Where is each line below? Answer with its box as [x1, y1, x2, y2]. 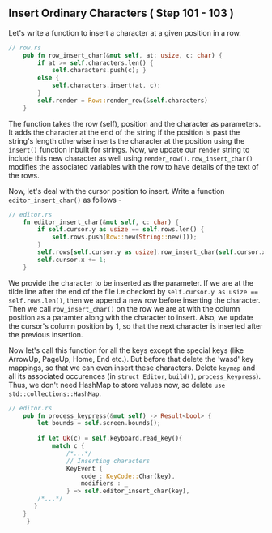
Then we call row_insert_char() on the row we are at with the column [8, 303, 240, 313]
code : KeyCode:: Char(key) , [80, 472, 176, 480]
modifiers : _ [80, 479, 129, 488]
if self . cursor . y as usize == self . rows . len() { [37, 226, 205, 234]
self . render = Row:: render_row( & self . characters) [37, 97, 208, 105]
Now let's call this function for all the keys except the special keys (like [8, 345, 244, 355]
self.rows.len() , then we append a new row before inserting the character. [8, 295, 261, 305]
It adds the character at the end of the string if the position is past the [8, 127, 240, 137]
